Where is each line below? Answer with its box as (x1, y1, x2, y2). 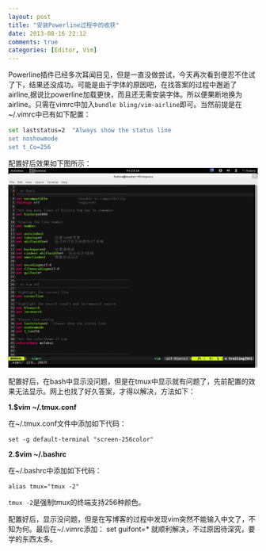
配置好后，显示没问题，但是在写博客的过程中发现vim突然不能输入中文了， (8, 514, 249, 523)
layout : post (8, 13, 51, 21)
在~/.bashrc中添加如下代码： (8, 465, 103, 475)
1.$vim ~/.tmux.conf (8, 402, 77, 411)
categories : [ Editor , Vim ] (8, 46, 97, 55)
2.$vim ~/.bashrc (8, 449, 67, 459)
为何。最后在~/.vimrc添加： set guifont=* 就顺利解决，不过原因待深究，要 (14, 524, 256, 534)
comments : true (8, 38, 59, 46)
